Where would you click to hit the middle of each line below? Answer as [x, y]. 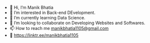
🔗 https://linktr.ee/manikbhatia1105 [44, 35]
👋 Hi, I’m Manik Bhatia [31, 7]
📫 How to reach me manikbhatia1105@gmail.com [59, 28]
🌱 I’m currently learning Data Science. [48, 18]
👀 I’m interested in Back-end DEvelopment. [52, 13]
